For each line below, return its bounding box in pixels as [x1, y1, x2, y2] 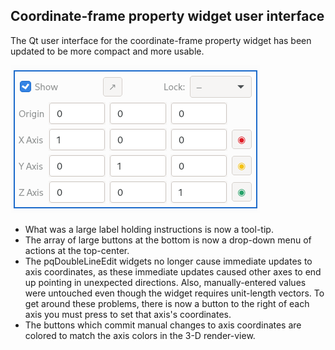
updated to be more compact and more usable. [10, 45, 205, 57]
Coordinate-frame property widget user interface [10, 8, 325, 25]
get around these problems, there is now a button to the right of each [24, 297, 310, 309]
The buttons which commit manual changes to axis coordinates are [24, 319, 302, 331]
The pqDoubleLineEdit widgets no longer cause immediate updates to [24, 255, 313, 267]
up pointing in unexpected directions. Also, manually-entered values [24, 276, 307, 288]
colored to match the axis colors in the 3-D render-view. [24, 329, 256, 341]
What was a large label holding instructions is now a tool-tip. [24, 223, 274, 235]
